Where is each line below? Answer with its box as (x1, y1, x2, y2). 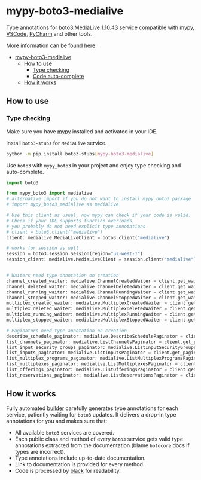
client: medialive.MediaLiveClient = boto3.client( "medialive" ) (6, 234, 170, 240)
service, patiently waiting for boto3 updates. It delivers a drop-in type (6, 411, 176, 418)
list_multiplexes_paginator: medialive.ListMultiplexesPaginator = (6, 361, 178, 367)
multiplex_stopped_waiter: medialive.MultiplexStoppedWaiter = (6, 317, 167, 323)
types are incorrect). (14, 448, 66, 455)
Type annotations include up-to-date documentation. (14, 454, 146, 461)
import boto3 (6, 179, 39, 186)
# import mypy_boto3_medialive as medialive (6, 201, 119, 207)
